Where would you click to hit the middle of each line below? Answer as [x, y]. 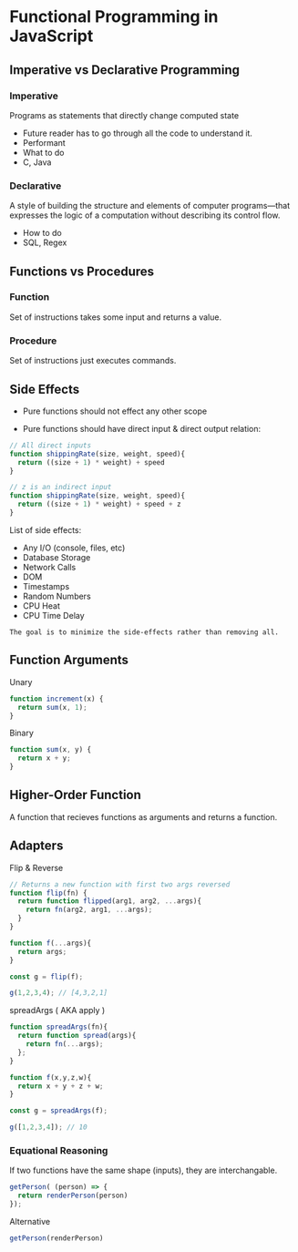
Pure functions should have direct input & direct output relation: [142, 428]
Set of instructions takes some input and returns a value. [115, 317]
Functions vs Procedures [82, 271]
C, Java [37, 162]
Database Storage [57, 557]
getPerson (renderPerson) [57, 1238]
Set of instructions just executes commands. [93, 361]
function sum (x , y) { [51, 750]
